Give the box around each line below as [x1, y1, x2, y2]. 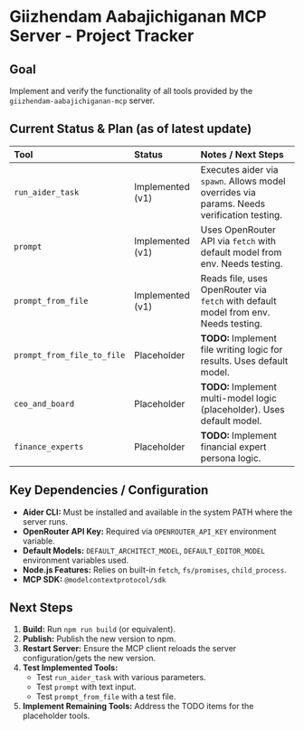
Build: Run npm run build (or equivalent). [22, 624, 176, 635]
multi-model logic [200, 392, 278, 404]
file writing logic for [200, 343, 283, 356]
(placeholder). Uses [200, 403, 285, 415]
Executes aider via [200, 163, 279, 175]
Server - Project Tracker [9, 25, 195, 46]
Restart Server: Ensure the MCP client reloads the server [22, 643, 237, 654]
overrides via [200, 185, 256, 198]
